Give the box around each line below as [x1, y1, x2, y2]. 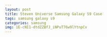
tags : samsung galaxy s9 [5, 16, 55, 21]
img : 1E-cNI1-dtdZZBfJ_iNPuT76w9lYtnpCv [5, 25, 88, 30]
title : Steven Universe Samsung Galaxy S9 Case [5, 12, 103, 16]
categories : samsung [5, 20, 47, 25]
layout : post [5, 7, 31, 12]
